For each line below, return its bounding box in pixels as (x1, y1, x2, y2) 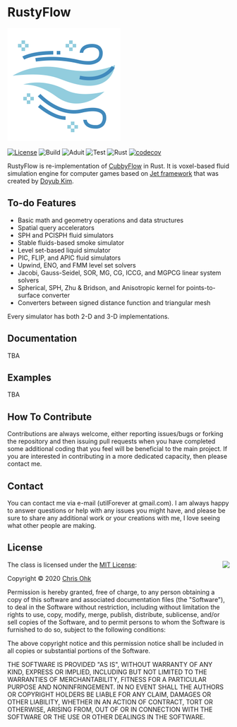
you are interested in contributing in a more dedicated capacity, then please (7, 452, 228, 461)
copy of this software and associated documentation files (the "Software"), (7, 595, 226, 603)
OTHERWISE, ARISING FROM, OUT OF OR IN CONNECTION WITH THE (7, 705, 213, 714)
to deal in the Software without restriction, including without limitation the (7, 603, 220, 611)
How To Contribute (7, 411, 92, 423)
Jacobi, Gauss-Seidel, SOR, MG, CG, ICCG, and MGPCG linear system (17, 268, 221, 277)
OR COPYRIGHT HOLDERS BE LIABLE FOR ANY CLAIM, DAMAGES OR (7, 690, 212, 699)
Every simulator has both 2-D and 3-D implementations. (7, 312, 170, 320)
